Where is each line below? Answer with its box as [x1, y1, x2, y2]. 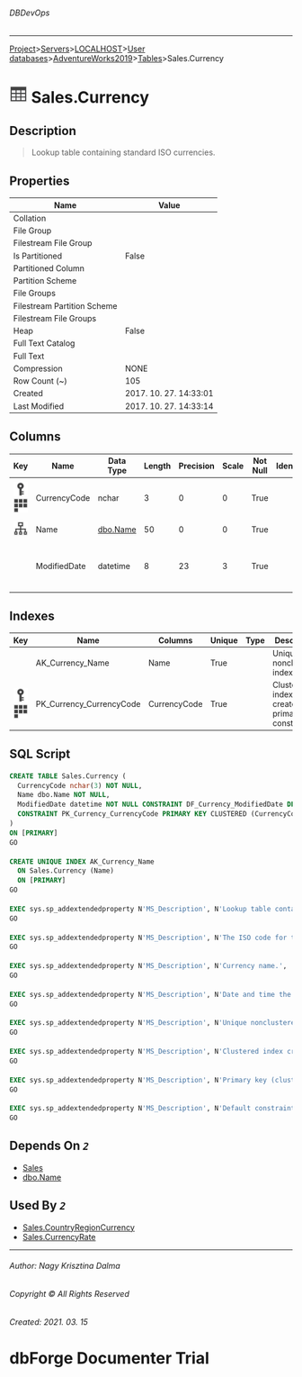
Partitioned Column [13, 262, 85, 274]
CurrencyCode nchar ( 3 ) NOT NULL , [17, 781, 143, 790]
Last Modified [13, 401, 65, 412]
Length [143, 460, 172, 471]
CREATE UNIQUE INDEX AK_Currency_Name [9, 856, 155, 866]
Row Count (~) [13, 376, 67, 386]
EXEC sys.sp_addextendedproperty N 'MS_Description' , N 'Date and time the [9, 990, 292, 999]
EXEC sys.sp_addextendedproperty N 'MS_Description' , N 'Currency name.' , [9, 962, 288, 971]
